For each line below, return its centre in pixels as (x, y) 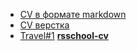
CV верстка (44, 25)
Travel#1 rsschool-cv (64, 35)
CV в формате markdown (73, 14)
